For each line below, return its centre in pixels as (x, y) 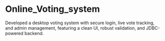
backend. (34, 33)
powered (14, 33)
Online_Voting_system (52, 9)
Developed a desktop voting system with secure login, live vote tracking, (80, 23)
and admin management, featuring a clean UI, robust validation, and (75, 28)
